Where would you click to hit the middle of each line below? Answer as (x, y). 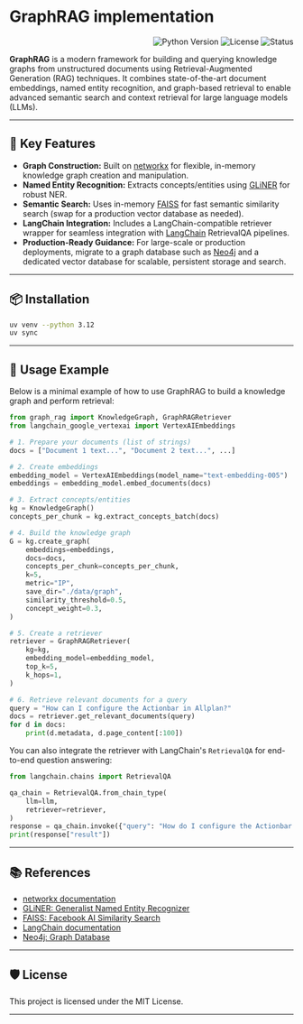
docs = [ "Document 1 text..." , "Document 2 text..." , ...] (123, 450)
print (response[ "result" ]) (60, 835)
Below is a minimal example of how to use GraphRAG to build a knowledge (147, 392)
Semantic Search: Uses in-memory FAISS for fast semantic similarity (151, 204)
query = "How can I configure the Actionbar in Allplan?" (120, 708)
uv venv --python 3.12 (52, 325)
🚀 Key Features (53, 144)
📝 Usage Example (60, 369)
